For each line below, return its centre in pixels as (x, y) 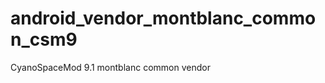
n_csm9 (44, 39)
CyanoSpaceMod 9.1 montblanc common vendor (110, 67)
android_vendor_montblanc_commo (163, 18)
